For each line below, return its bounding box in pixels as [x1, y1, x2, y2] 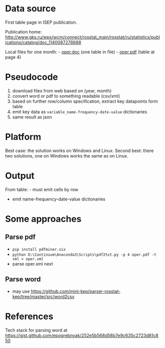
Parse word [5, 275, 41, 284]
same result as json [12, 114, 52, 120]
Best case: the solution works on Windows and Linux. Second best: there [5, 148, 154, 154]
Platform [5, 131, 41, 143]
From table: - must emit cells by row [5, 186, 79, 193]
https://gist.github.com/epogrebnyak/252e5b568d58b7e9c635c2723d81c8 [5, 332, 159, 338]
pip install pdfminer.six [12, 247, 66, 252]
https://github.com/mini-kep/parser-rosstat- [31, 288, 121, 294]
